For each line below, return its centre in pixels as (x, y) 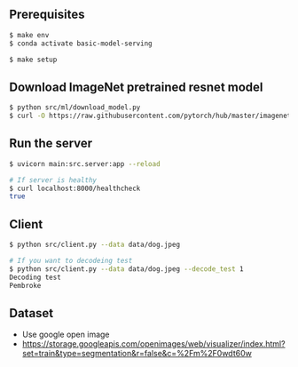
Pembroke (25, 285)
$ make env (29, 35)
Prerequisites (47, 15)
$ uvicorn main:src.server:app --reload (85, 164)
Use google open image (66, 335)
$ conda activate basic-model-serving (81, 44)
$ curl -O (27, 116)
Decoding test (35, 277)
